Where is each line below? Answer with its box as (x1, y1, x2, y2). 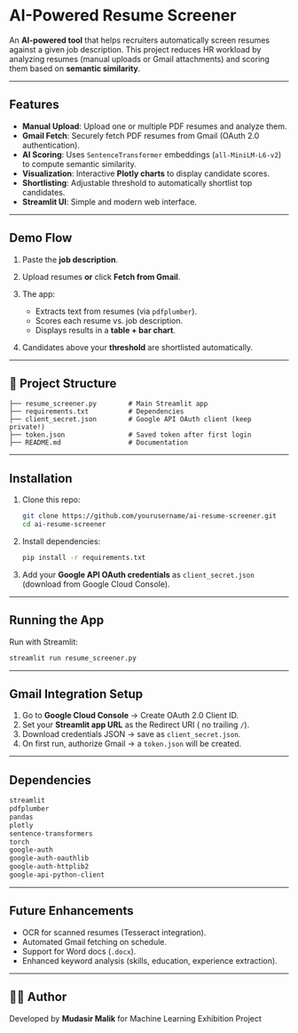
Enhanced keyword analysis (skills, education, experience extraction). (21, 955, 278, 965)
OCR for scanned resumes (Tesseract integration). (21, 926, 207, 938)
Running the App (9, 613, 105, 628)
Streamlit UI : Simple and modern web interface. (21, 196, 198, 207)
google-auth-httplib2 (9, 862, 90, 871)
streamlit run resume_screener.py (9, 653, 137, 662)
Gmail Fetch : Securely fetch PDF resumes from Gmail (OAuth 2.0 (21, 130, 260, 140)
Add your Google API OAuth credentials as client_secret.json (21, 569, 255, 580)
